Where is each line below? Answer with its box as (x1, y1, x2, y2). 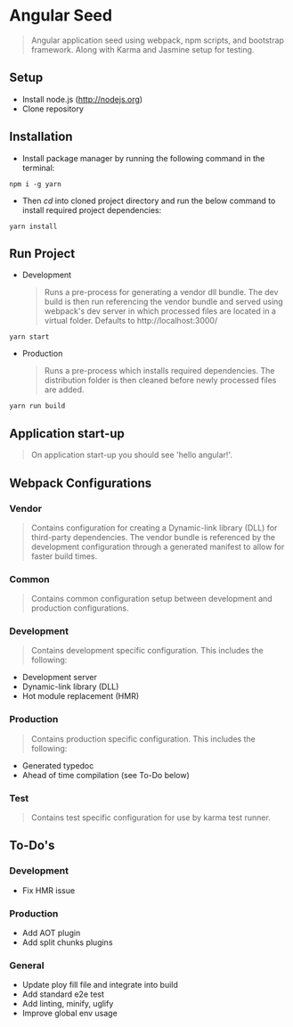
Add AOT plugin (21, 928, 81, 939)
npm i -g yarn (9, 179, 62, 188)
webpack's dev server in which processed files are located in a (44, 306, 276, 316)
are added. (44, 384, 85, 395)
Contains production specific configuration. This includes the (30, 733, 256, 744)
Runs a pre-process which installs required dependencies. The (44, 366, 275, 376)
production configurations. (30, 603, 129, 613)
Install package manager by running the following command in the (21, 152, 265, 163)
